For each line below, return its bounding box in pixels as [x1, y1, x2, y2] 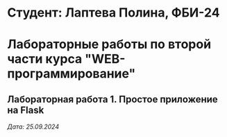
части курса [7, 51, 83, 67]
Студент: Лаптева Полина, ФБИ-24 [7, 5, 220, 21]
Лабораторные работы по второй [7, 37, 212, 53]
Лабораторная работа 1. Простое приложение [7, 93, 219, 105]
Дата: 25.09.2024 [7, 122, 60, 131]
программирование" [7, 66, 136, 82]
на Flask [7, 104, 44, 116]
